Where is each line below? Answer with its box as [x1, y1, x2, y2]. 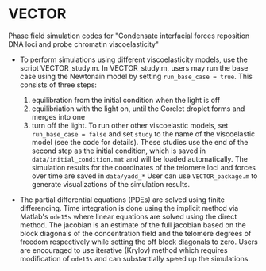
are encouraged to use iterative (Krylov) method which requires [19, 245, 228, 254]
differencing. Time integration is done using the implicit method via [19, 203, 239, 212]
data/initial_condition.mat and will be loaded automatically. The [31, 154, 249, 163]
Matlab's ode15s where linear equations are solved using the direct [19, 212, 237, 221]
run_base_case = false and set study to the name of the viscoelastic [31, 128, 256, 139]
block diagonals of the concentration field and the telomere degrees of [19, 228, 252, 238]
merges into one [31, 112, 86, 121]
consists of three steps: [19, 80, 98, 90]
